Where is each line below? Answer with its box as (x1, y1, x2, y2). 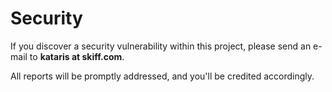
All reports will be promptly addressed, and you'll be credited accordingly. (10, 70, 315, 82)
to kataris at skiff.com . (29, 50, 125, 62)
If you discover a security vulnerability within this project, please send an (10, 40, 312, 52)
